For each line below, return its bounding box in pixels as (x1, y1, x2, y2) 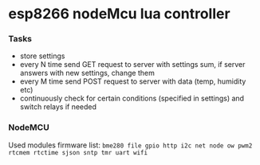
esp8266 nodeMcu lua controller (8, 5, 230, 23)
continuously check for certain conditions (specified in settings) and (19, 93, 245, 104)
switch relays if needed (19, 102, 97, 112)
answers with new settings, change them (19, 69, 156, 78)
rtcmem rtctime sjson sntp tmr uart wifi (8, 148, 148, 156)
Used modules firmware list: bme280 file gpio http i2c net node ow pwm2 (8, 140, 253, 150)
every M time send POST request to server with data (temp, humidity (19, 77, 246, 86)
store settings (19, 51, 65, 61)
